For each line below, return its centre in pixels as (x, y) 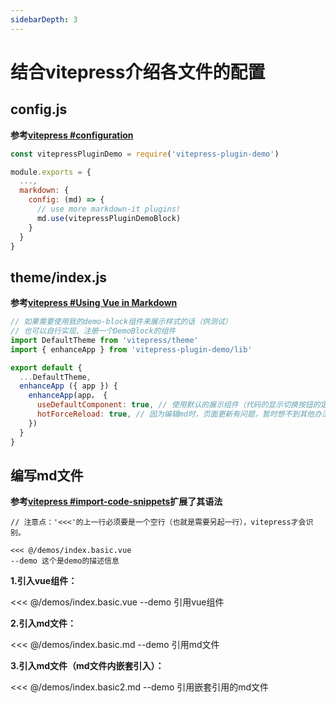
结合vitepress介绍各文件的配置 (138, 72)
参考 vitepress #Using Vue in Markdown (94, 303)
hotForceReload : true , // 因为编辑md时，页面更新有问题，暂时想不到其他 (175, 414)
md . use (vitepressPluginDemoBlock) (109, 218)
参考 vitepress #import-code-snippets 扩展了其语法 (116, 502)
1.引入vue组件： (44, 581)
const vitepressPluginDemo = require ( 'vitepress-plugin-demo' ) (145, 154)
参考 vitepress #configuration (72, 135)
